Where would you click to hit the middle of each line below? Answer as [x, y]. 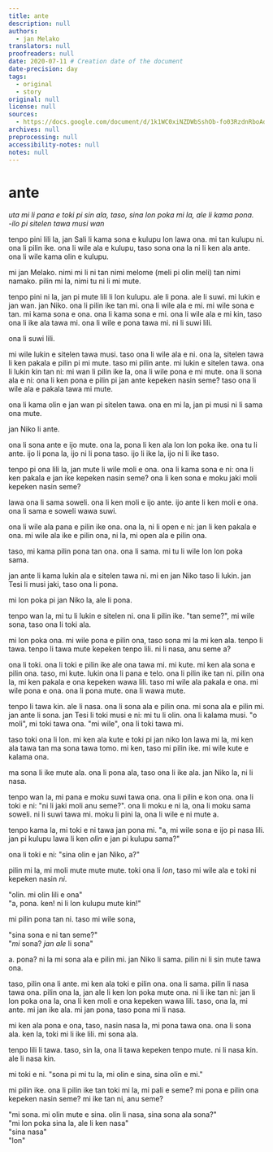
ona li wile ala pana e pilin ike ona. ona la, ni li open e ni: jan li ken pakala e [133, 527]
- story [29, 92]
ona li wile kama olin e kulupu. [59, 256]
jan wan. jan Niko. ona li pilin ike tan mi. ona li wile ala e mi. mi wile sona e [131, 305]
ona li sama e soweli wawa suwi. [63, 511]
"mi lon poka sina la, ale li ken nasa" [69, 1124]
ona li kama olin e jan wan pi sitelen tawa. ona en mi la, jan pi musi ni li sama [136, 405]
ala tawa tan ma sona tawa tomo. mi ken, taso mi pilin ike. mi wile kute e [129, 748]
